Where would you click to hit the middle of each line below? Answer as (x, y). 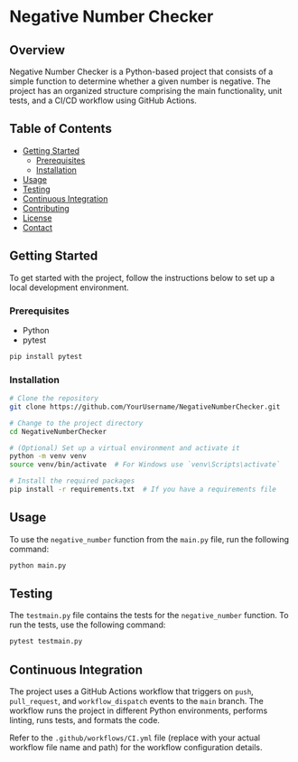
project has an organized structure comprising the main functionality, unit (146, 91)
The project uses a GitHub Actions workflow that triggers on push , (132, 691)
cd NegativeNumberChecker (58, 431)
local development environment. (69, 287)
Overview (37, 50)
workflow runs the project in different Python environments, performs (139, 710)
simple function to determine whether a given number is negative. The (140, 81)
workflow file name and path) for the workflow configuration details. (136, 748)
